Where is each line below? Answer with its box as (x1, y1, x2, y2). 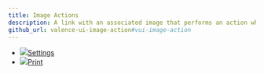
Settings (27, 48, 55, 58)
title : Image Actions (8, 11, 79, 19)
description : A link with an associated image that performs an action (8, 19, 247, 26)
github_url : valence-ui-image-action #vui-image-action (8, 26, 192, 33)
